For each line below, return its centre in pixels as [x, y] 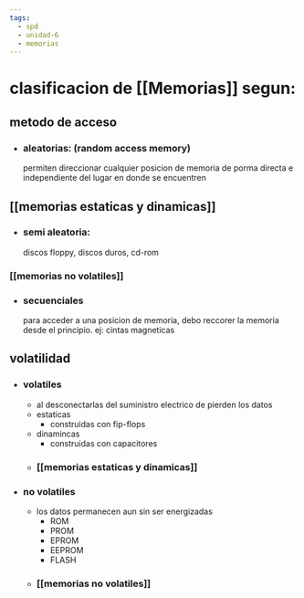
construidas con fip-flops [98, 424]
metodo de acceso [63, 122]
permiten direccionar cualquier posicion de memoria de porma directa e [158, 168]
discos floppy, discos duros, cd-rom [91, 252]
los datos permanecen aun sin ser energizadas [124, 511]
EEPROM [67, 550]
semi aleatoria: [57, 232]
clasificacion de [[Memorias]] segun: [153, 89]
